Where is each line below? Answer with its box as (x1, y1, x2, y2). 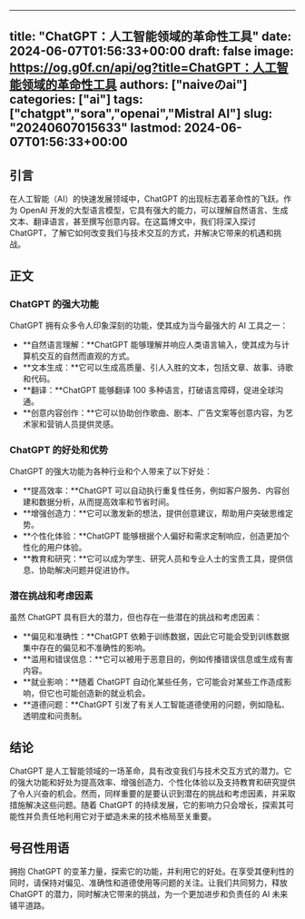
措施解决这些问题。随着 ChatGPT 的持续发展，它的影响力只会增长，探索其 (9, 800, 287, 811)
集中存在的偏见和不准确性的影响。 (22, 642, 151, 654)
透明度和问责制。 (22, 710, 87, 722)
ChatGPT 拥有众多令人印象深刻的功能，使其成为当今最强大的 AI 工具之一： (9, 320, 289, 331)
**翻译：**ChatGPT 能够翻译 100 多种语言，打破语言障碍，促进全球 (22, 384, 276, 395)
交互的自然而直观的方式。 (38, 351, 134, 361)
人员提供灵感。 (62, 419, 119, 430)
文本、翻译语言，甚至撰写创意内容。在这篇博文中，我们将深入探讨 (9, 216, 256, 227)
